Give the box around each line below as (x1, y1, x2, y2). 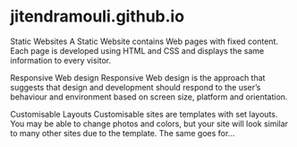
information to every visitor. (10, 55, 112, 65)
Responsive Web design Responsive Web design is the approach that (10, 72, 266, 82)
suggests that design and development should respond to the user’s (10, 82, 261, 92)
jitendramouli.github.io (10, 6, 185, 27)
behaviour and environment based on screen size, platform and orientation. (10, 91, 288, 102)
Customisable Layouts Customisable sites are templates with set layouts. (10, 108, 278, 119)
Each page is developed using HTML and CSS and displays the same (10, 45, 265, 56)
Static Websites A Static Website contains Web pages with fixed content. (10, 36, 279, 47)
